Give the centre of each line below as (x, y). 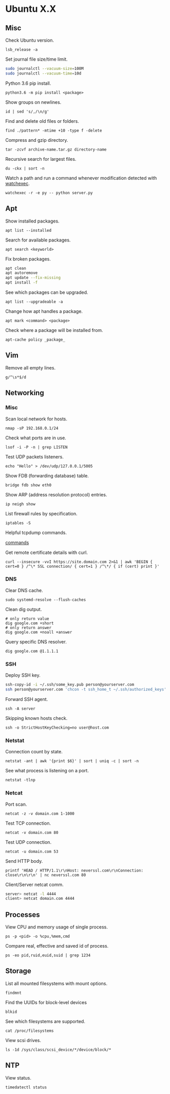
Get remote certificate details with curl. (47, 552)
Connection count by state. (34, 752)
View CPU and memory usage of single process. (56, 927)
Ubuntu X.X (31, 9)
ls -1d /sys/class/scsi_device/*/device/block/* (58, 1050)
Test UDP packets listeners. (35, 457)
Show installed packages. (33, 221)
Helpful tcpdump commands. (36, 532)
